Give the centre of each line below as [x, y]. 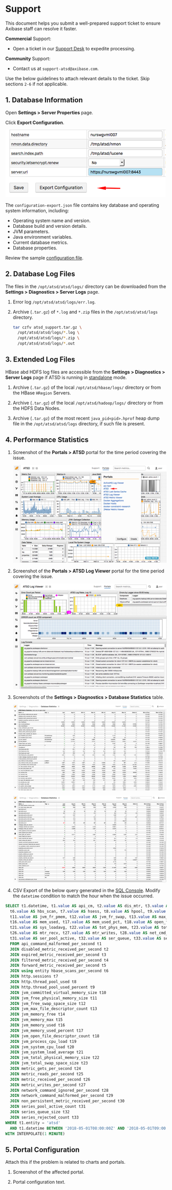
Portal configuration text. [39, 1182]
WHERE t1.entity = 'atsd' [33, 1123]
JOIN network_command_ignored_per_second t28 [59, 1090]
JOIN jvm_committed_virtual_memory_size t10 [58, 993]
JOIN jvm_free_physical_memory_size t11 [53, 998]
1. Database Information [44, 100]
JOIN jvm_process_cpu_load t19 [43, 1041]
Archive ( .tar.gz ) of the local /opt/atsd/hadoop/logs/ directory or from [88, 403]
